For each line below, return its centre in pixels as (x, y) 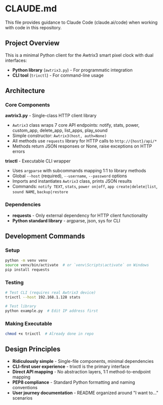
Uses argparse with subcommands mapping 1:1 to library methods (79, 171)
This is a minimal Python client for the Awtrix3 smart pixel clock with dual (80, 55)
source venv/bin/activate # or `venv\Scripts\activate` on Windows (77, 265)
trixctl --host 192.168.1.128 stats (43, 298)
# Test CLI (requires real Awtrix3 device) (51, 293)
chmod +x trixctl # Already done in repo (49, 334)
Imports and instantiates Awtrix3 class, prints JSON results (72, 181)
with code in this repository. (33, 27)
